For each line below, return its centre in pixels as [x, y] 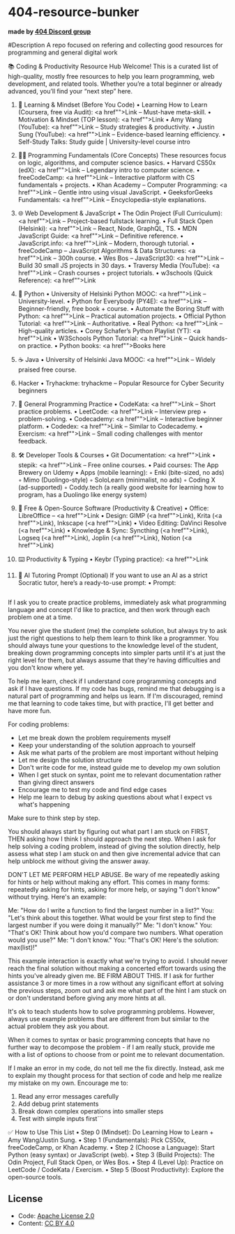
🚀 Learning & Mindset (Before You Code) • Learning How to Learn [113, 105]
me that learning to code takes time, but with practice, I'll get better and [111, 703]
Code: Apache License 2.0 [56, 1216]
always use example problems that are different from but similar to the [109, 1019]
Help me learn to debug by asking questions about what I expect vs [115, 797]
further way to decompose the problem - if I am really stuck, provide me [112, 1047]
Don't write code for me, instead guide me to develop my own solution [119, 767]
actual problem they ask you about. [59, 1026]
